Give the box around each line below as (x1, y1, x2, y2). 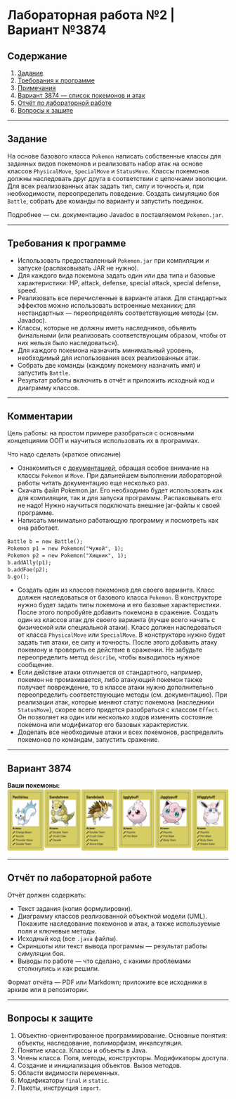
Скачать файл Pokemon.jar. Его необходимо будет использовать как (17, 486, 223, 495)
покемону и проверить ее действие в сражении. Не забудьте (17, 645, 202, 654)
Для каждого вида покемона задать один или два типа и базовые (17, 271, 216, 280)
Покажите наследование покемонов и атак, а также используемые (17, 919, 221, 928)
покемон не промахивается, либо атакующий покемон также (17, 676, 203, 684)
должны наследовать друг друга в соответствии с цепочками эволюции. (7, 174, 228, 182)
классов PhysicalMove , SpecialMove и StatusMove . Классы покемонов (7, 166, 209, 175)
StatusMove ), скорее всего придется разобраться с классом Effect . (17, 705, 220, 714)
